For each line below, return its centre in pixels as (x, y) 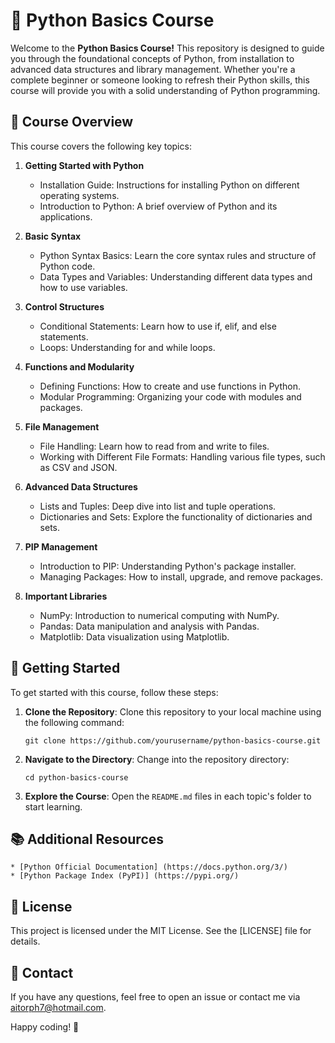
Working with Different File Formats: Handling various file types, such (182, 456)
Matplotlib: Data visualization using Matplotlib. (134, 636)
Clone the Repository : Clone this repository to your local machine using (173, 711)
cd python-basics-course (76, 777)
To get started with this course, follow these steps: (114, 692)
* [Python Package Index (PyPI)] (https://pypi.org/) (125, 876)
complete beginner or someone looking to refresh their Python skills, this (160, 80)
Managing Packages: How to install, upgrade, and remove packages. (181, 576)
